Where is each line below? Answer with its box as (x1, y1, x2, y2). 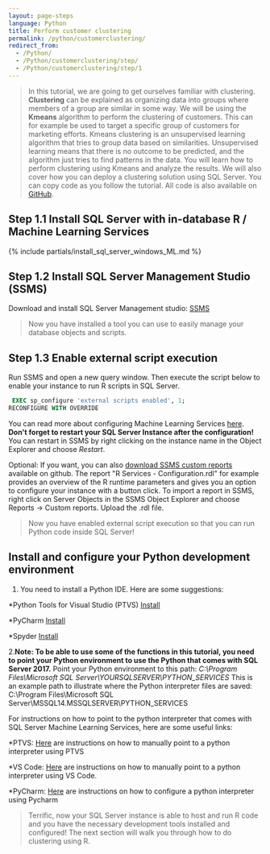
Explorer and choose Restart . (8, 444, 106, 454)
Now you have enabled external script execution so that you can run (27, 518, 255, 528)
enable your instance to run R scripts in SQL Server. (8, 381, 180, 391)
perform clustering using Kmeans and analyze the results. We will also (27, 163, 262, 173)
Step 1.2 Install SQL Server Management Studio (8, 269, 251, 283)
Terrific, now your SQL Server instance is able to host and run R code (27, 810, 259, 820)
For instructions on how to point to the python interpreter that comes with (8, 714, 252, 723)
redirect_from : (8, 42, 60, 50)
